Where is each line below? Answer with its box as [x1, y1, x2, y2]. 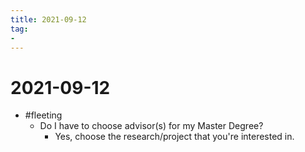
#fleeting [24, 109, 63, 121]
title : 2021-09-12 [10, 14, 87, 25]
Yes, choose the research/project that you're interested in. [54, 131, 295, 143]
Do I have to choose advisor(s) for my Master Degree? [39, 120, 264, 132]
